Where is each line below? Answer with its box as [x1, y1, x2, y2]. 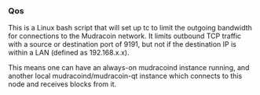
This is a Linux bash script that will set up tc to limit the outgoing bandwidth [8, 23, 253, 33]
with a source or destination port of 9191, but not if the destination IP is [8, 40, 237, 49]
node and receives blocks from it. [8, 79, 117, 89]
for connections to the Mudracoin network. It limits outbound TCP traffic [8, 31, 242, 40]
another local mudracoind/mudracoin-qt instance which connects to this [8, 72, 243, 81]
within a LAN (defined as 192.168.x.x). [8, 48, 130, 58]
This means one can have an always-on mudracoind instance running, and [8, 63, 250, 72]
